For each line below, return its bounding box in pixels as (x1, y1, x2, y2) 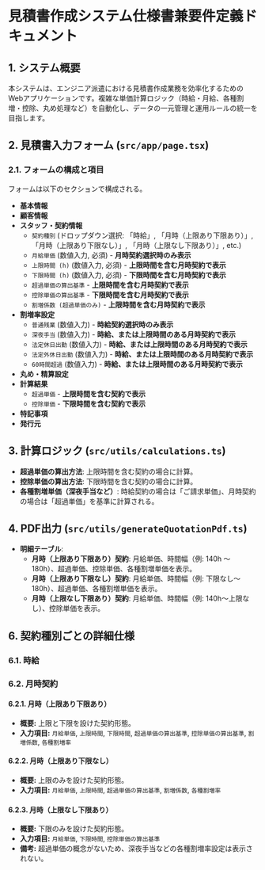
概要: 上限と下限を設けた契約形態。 (19, 718, 136, 727)
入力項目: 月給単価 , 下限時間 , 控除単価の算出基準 (19, 834, 161, 844)
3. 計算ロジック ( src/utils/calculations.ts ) (8, 445, 226, 458)
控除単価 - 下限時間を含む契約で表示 (31, 399, 146, 408)
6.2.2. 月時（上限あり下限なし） (8, 756, 113, 765)
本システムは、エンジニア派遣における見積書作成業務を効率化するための (8, 84, 244, 93)
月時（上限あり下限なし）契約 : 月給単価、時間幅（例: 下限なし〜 (31, 574, 241, 583)
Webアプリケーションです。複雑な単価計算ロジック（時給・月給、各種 (8, 93, 237, 103)
